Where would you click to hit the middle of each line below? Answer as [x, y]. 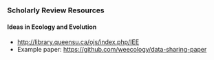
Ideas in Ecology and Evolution [52, 27]
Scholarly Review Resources [56, 10]
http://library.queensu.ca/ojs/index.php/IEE [78, 42]
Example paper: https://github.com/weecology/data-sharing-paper [112, 50]
